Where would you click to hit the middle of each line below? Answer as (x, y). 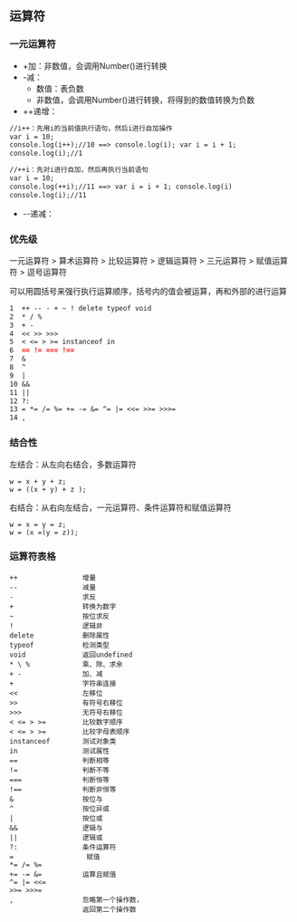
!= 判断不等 (60, 770)
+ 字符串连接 (63, 683)
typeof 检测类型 (60, 645)
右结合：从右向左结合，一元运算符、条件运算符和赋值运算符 (120, 507)
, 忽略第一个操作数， (76, 899)
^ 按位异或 (60, 809)
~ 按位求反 (60, 616)
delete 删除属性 (60, 635)
